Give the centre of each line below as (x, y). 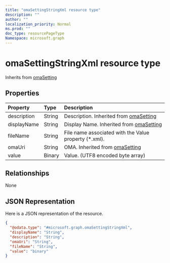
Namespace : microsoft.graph (35, 39)
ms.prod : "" (18, 29)
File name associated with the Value (107, 132)
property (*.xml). (84, 139)
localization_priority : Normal (38, 24)
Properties (22, 93)
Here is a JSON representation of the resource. (54, 214)
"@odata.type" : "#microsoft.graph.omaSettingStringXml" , (71, 228)
